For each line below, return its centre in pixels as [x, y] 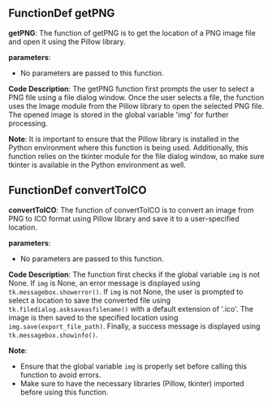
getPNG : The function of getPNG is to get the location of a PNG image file [132, 32]
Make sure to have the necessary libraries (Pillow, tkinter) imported [132, 383]
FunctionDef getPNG [62, 13]
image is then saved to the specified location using [93, 317]
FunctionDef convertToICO [78, 190]
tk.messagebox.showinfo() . [53, 334]
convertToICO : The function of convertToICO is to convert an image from [131, 209]
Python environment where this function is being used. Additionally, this [129, 147]
